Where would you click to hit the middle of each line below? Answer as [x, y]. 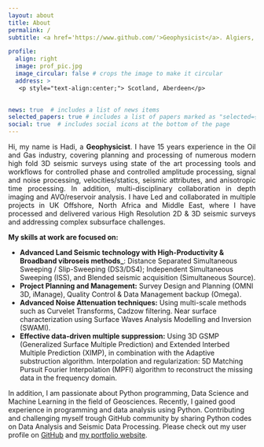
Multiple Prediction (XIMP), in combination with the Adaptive [117, 353]
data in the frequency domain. [68, 378]
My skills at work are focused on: [63, 237]
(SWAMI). [35, 328]
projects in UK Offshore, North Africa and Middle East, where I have [132, 205]
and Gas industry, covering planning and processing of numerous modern [132, 155]
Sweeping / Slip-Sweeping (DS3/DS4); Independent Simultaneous [126, 269]
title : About [29, 23]
